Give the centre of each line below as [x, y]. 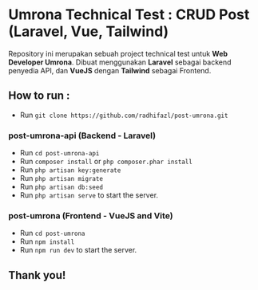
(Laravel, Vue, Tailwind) [89, 31]
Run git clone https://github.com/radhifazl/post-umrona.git [124, 115]
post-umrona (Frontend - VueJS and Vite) [91, 215]
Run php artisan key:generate [70, 170]
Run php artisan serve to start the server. [89, 195]
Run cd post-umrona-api [60, 153]
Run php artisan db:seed [62, 187]
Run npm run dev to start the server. [78, 250]
